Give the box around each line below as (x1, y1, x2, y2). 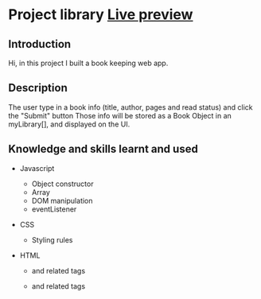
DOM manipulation (31, 196, 93, 205)
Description (8, 81, 68, 95)
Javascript (19, 163, 55, 173)
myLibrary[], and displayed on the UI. (8, 119, 130, 129)
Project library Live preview (8, 6, 193, 24)
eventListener (31, 204, 77, 214)
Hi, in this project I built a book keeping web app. (8, 58, 169, 68)
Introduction (8, 37, 72, 51)
